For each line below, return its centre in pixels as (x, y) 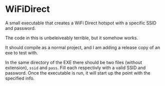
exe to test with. (22, 53)
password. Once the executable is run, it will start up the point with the (78, 73)
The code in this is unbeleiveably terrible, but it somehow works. (72, 38)
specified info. (20, 78)
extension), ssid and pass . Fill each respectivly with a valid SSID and (75, 68)
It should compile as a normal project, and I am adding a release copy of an (83, 47)
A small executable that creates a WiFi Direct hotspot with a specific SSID (81, 23)
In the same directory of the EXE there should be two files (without (74, 62)
